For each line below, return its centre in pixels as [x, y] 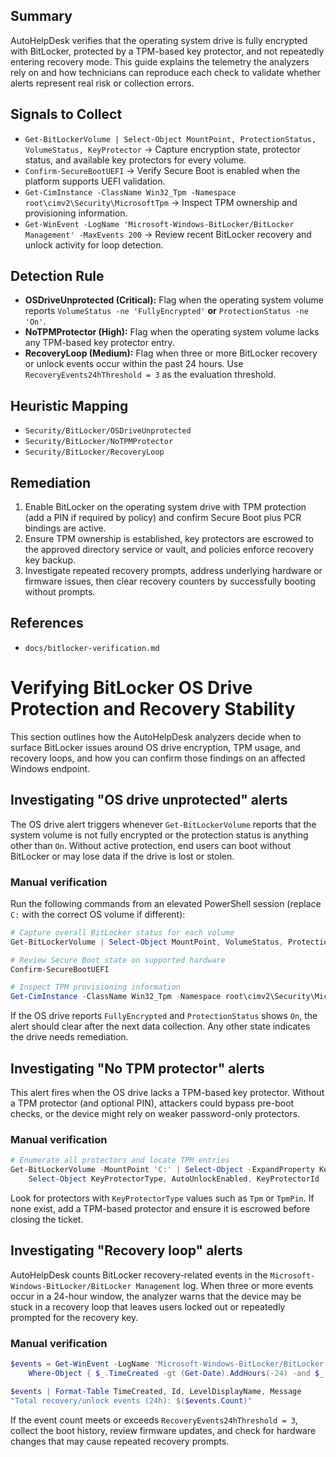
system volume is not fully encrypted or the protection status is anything [159, 835]
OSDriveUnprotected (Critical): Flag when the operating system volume [174, 300]
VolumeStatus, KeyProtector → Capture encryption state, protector [162, 149]
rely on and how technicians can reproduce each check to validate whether [166, 72]
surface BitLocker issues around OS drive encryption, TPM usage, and [155, 747]
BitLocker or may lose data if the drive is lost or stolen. [122, 856]
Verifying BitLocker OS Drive [131, 688]
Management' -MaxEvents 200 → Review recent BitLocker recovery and [168, 234]
